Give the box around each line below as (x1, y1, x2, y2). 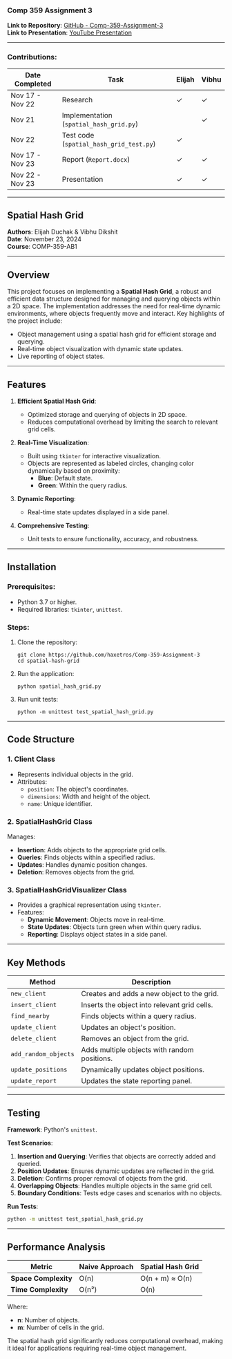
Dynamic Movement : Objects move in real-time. (27, 915, 166, 924)
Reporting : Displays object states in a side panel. (27, 930, 168, 939)
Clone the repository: (17, 638, 78, 646)
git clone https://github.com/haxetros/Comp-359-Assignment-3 (17, 652, 200, 659)
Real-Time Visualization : (17, 438, 90, 447)
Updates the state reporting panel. (81, 1076, 193, 1086)
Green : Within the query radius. (37, 481, 128, 489)
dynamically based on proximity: (27, 467, 120, 475)
